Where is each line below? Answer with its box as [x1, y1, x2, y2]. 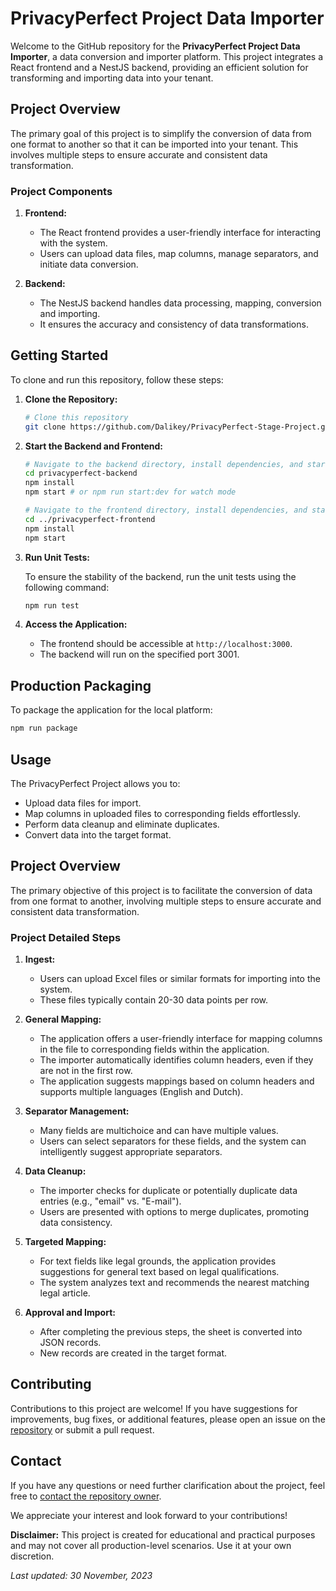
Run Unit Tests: [24, 551, 90, 563]
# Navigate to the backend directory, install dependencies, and [24, 459, 303, 469]
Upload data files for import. [24, 797, 142, 809]
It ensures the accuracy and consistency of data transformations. [39, 318, 309, 331]
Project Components [10, 184, 113, 198]
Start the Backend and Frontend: [24, 440, 164, 452]
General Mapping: [24, 1013, 102, 1026]
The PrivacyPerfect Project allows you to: [10, 777, 181, 789]
